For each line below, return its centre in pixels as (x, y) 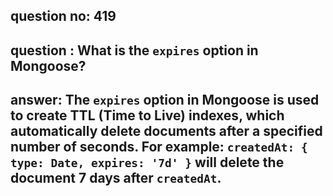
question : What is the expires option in (134, 50)
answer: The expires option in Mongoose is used (165, 100)
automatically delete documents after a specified (166, 131)
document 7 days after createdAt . (116, 178)
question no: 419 (63, 16)
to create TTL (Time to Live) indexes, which (147, 115)
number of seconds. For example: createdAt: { (159, 147)
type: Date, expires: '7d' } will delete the (147, 162)
